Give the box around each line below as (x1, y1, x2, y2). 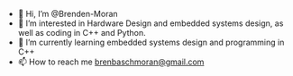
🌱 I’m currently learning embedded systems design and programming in (17, 37, 285, 47)
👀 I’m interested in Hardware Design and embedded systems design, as (17, 18, 284, 29)
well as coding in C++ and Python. (17, 28, 146, 38)
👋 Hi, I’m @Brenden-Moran (17, 9, 119, 19)
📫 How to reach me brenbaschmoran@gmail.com (17, 56, 205, 67)
